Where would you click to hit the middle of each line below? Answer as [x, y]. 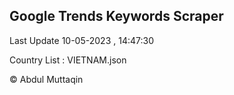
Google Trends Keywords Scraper [116, 16]
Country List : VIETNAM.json [68, 60]
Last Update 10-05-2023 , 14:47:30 [81, 40]
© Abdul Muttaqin [46, 79]
